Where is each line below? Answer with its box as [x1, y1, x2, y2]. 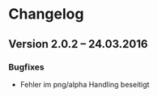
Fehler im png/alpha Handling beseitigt [19, 79, 150, 89]
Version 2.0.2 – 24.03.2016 [8, 37, 148, 51]
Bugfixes [8, 61, 45, 73]
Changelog [8, 5, 84, 23]
